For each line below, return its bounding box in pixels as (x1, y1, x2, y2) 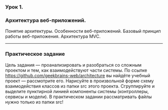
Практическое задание (5, 51, 65, 58)
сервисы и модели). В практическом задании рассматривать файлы (5, 94, 152, 100)
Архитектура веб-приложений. (5, 16, 86, 23)
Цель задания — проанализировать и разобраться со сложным (5, 62, 141, 68)
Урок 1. (5, 3, 23, 10)
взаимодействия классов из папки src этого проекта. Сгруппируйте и (5, 83, 155, 89)
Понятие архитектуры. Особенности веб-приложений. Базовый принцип (5, 28, 161, 34)
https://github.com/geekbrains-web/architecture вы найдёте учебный (5, 72, 150, 78)
